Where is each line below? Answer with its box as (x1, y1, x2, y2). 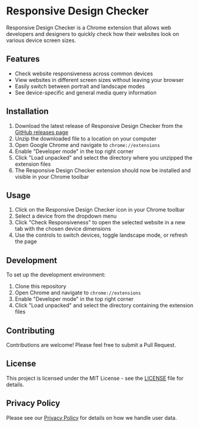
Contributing (6, 325, 55, 335)
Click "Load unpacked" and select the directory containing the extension (14, 302, 194, 309)
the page (14, 238, 38, 245)
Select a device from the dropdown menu (14, 212, 117, 219)
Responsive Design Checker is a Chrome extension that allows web (6, 24, 172, 31)
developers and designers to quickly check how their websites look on (6, 30, 179, 37)
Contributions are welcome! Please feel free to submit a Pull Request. (6, 341, 176, 348)
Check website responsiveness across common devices (14, 70, 153, 77)
